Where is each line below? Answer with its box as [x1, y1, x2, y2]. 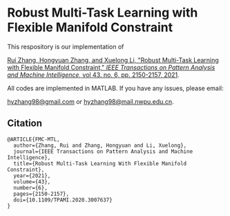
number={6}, [13, 184, 48, 191]
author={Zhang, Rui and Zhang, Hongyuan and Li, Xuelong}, [13, 142, 187, 149]
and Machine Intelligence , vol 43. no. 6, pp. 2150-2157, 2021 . [7, 71, 180, 79]
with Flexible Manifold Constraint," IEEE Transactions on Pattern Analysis [7, 63, 215, 71]
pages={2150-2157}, [13, 190, 70, 197]
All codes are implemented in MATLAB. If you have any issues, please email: [7, 84, 224, 92]
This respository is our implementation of [7, 42, 124, 51]
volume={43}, [13, 178, 51, 185]
